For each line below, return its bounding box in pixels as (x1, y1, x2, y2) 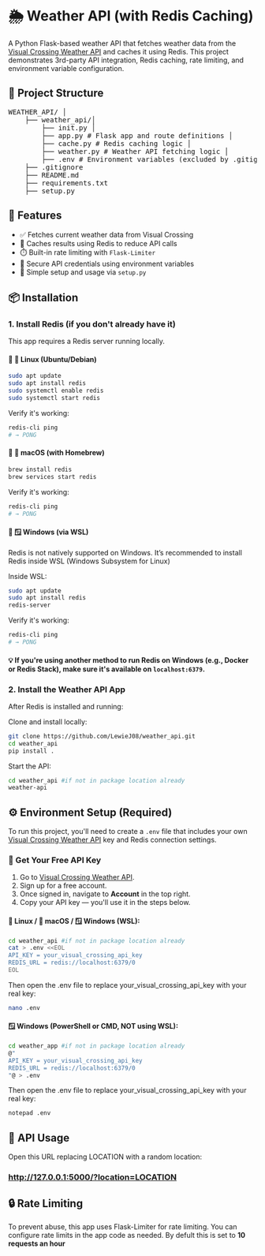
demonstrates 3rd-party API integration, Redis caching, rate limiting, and (8, 55, 244, 65)
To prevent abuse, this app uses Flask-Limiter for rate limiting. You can (8, 1221, 237, 1232)
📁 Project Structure (8, 87, 104, 100)
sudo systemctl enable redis (8, 387, 104, 395)
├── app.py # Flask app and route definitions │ (41, 131, 233, 140)
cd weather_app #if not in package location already (8, 1042, 185, 1050)
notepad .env (8, 1109, 51, 1117)
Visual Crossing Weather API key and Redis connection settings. (8, 835, 217, 845)
